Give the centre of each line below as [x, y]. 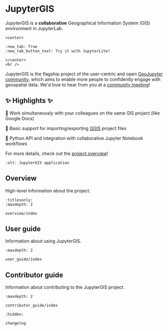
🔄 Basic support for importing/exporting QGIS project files [66, 128]
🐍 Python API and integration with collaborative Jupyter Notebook [74, 138]
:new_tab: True [21, 46]
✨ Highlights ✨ [29, 101]
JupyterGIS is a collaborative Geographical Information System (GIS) [78, 23]
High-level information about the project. [48, 190]
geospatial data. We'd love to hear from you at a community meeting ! [78, 85]
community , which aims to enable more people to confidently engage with [83, 79]
